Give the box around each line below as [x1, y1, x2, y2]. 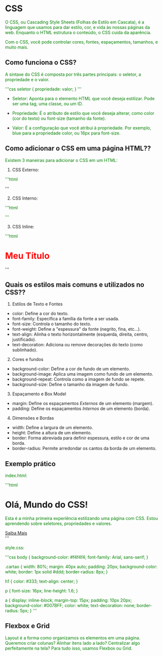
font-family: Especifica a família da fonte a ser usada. [12, 316, 120, 322]
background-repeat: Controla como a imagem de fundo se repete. [12, 376, 145, 382]
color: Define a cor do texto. [12, 311, 69, 317]
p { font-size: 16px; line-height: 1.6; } [5, 588, 78, 594]
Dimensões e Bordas [12, 415, 54, 421]
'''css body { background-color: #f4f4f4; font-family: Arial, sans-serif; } [5, 554, 149, 560]
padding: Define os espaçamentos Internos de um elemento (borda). [12, 406, 150, 411]
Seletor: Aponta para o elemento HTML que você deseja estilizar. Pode [12, 95, 155, 101]
